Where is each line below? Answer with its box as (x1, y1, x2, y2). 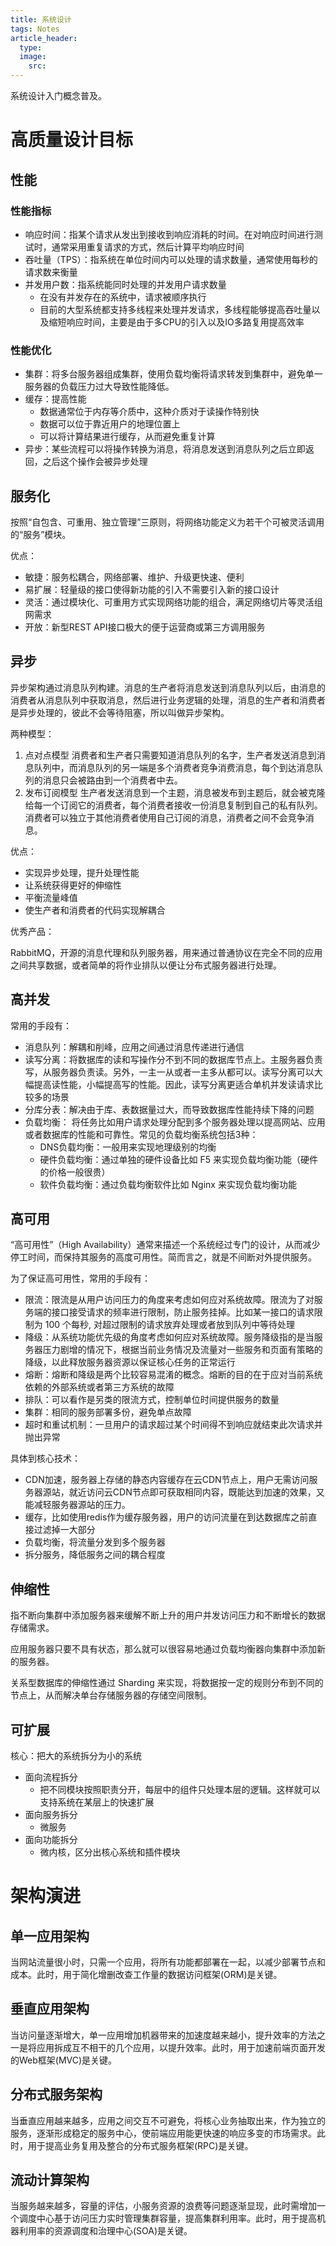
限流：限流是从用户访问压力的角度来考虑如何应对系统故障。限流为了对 (24, 1294, 315, 1306)
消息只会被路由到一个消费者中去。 (42, 774, 183, 786)
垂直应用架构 (10, 2001, 90, 2018)
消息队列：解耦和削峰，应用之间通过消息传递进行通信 (24, 1041, 245, 1053)
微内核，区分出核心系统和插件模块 (39, 1846, 181, 1858)
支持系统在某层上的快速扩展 (39, 1796, 155, 1808)
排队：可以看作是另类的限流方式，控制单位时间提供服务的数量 (24, 1394, 280, 1406)
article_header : (10, 33, 78, 43)
